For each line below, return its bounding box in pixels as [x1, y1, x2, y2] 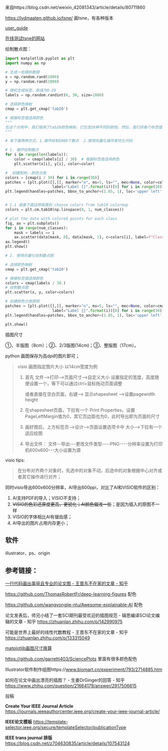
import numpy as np [5, 61, 46, 66]
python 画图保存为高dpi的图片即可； [5, 352, 80, 359]
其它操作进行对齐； [21, 474, 61, 480]
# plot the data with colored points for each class [5, 216, 117, 221]
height [24, 397, 38, 403]
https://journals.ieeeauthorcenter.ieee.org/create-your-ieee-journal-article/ [5, 708, 160, 714]
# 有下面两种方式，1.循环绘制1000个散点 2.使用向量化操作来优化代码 [5, 138, 132, 144]
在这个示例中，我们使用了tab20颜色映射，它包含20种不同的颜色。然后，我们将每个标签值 [5, 125, 162, 130]
